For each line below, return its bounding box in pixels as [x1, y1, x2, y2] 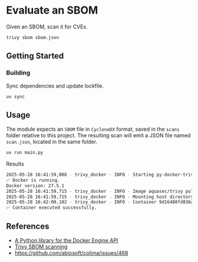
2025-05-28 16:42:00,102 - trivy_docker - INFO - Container [6, 199, 157, 205]
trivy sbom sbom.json [6, 34, 60, 40]
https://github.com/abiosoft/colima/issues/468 [14, 250, 128, 256]
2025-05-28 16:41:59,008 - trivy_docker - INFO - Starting [6, 172, 154, 178]
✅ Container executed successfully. [6, 205, 97, 211]
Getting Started [6, 51, 64, 61]
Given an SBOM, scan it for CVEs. [6, 23, 88, 30]
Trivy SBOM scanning [14, 243, 68, 250]
